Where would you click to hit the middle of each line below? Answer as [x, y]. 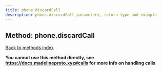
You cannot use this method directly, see [50, 58]
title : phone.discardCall [33, 10]
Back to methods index [29, 48]
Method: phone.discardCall [50, 35]
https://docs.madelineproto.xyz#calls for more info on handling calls [80, 63]
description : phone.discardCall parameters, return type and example [81, 15]
